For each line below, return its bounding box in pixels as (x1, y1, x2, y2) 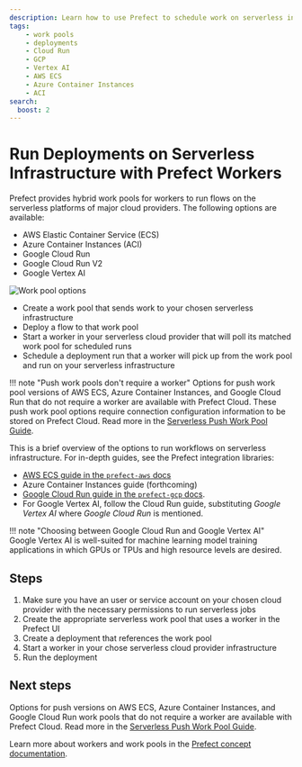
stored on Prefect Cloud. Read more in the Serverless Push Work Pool (9, 416, 268, 427)
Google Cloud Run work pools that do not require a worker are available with (9, 711, 292, 722)
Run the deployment (22, 652, 98, 663)
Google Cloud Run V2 (22, 258, 103, 269)
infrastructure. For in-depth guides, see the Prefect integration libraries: (9, 452, 275, 464)
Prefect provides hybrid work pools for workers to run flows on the (9, 193, 256, 203)
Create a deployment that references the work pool (22, 633, 213, 644)
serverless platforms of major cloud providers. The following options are (9, 203, 277, 213)
